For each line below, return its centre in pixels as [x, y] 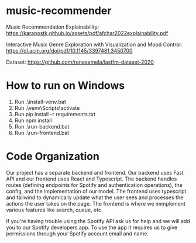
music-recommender [59, 11]
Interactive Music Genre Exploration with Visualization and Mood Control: [94, 44]
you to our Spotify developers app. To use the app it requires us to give [92, 227]
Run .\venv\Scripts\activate [47, 108]
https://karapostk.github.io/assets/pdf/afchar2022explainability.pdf [87, 33]
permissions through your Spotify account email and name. [78, 233]
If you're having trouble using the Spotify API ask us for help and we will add [98, 221]
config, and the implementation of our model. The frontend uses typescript [96, 191]
